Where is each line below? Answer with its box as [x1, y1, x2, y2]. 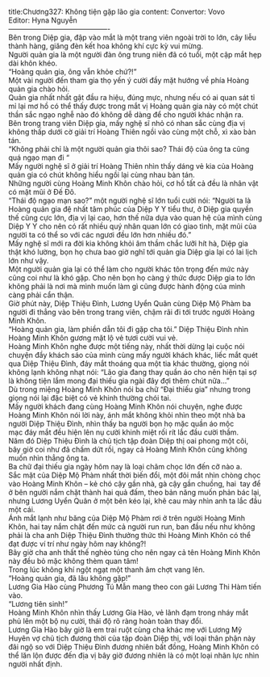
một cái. [8, 505, 35, 514]
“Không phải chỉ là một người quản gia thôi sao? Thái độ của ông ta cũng [8, 145, 250, 153]
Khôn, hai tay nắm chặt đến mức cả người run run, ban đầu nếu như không [8, 522, 255, 532]
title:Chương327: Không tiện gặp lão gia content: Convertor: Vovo [8, 7, 226, 16]
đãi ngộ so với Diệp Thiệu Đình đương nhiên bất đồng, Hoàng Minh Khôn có [8, 642, 260, 651]
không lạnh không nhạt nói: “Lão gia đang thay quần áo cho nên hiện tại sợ [8, 368, 257, 376]
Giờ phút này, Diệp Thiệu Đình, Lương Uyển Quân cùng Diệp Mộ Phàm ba [8, 299, 251, 308]
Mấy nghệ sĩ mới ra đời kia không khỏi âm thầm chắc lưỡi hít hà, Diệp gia [8, 238, 248, 248]
